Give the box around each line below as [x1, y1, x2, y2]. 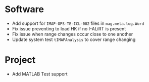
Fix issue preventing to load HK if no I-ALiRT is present [12, 25, 126, 31]
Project [5, 54, 36, 66]
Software [5, 4, 44, 15]
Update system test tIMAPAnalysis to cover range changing [12, 36, 136, 43]
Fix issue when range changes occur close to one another [12, 31, 133, 37]
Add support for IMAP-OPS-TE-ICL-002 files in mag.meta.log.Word [12, 20, 144, 26]
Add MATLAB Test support [12, 71, 68, 77]
